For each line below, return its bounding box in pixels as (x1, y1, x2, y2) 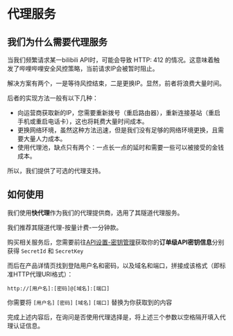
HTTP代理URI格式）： (12, 269, 74, 278)
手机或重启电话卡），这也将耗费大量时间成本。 (17, 117, 148, 125)
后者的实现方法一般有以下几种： (7, 94, 98, 102)
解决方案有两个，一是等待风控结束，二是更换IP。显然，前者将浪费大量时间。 (7, 79, 225, 87)
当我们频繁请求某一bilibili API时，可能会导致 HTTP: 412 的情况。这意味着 (7, 56, 214, 64)
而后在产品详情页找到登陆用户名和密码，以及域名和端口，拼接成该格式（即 (7, 261, 220, 269)
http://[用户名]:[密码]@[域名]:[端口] (7, 285, 110, 292)
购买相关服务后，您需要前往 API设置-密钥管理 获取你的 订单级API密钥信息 (7, 238, 213, 246)
